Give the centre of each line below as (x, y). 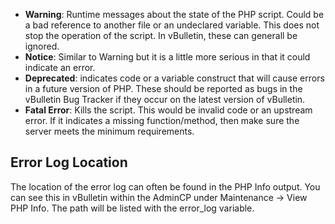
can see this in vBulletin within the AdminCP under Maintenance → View (159, 197)
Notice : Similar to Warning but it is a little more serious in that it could (167, 57)
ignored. (42, 46)
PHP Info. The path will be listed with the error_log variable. (132, 208)
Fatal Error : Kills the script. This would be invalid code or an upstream (168, 110)
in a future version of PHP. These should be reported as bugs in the (163, 88)
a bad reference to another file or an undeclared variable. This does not (172, 25)
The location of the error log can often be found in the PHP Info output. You (165, 186)
